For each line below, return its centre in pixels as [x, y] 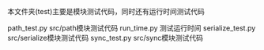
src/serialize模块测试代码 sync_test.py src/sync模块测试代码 [105, 38]
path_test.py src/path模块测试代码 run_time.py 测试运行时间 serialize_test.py [132, 28]
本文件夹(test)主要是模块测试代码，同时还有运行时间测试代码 [106, 11]
